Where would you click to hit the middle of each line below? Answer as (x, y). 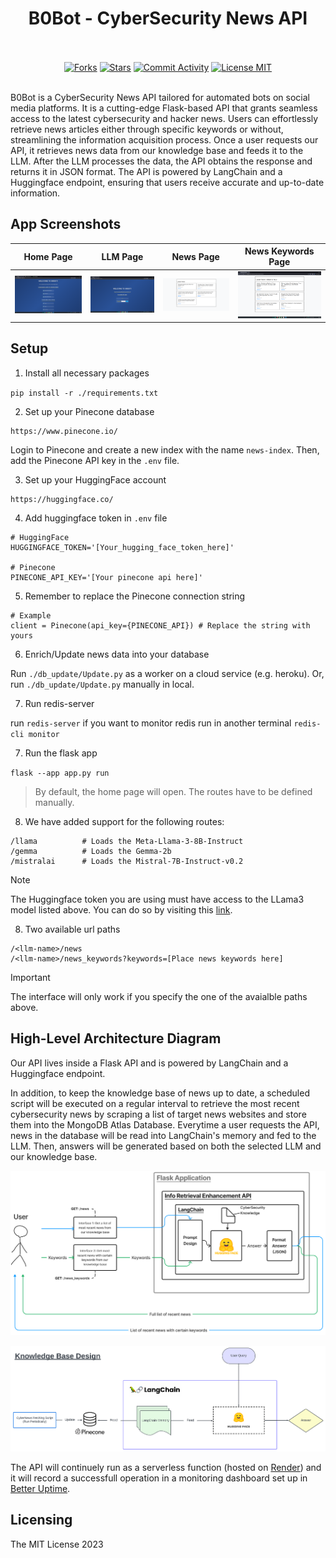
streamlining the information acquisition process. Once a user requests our (164, 139)
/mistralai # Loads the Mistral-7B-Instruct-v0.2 (127, 861)
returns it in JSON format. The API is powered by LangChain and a (146, 171)
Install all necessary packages (87, 373)
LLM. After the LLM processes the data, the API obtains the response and (161, 161)
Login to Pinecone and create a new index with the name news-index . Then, (165, 449)
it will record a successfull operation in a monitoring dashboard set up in (159, 1478)
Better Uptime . (40, 1489)
